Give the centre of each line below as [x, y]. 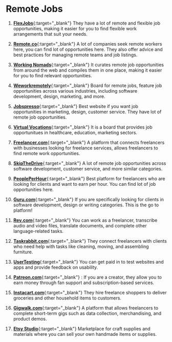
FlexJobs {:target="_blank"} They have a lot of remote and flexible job [87, 23]
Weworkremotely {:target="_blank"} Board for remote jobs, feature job [88, 85]
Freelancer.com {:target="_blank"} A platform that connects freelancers [89, 142]
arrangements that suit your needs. [50, 34]
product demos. [30, 318]
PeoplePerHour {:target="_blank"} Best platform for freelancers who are [89, 178]
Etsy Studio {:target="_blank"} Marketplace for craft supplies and [82, 329]
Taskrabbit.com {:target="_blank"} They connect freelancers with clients [90, 241]
